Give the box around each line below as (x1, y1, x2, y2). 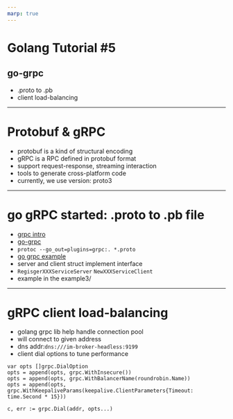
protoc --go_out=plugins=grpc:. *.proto (17, 246, 136, 253)
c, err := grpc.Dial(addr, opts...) (7, 406, 113, 413)
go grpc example (17, 252, 67, 260)
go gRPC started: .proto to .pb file (7, 207, 205, 222)
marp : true (7, 10, 39, 17)
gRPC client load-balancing (7, 305, 169, 321)
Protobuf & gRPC (7, 124, 106, 139)
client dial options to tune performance (17, 350, 129, 358)
